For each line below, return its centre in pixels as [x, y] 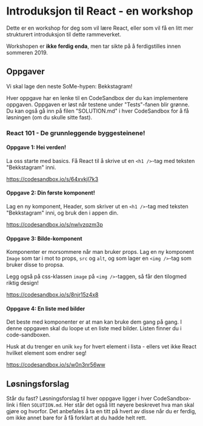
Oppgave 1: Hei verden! [36, 147]
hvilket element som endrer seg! [46, 353]
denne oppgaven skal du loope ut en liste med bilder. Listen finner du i [94, 328]
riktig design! [23, 283]
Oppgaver [26, 72]
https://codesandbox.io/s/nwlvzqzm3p [55, 225]
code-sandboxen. [28, 335]
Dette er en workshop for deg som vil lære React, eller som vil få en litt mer [100, 28]
